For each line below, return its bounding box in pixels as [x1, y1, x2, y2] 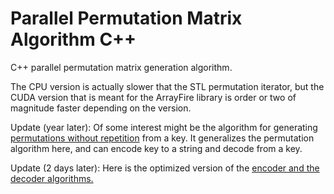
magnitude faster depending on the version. [10, 102, 192, 114]
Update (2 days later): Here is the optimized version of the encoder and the [10, 162, 320, 174]
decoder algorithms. [10, 172, 94, 184]
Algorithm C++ [10, 28, 137, 51]
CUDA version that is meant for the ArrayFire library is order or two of [10, 91, 297, 103]
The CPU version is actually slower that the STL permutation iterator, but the [10, 80, 325, 92]
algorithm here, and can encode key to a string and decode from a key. [10, 142, 303, 154]
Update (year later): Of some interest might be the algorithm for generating [10, 121, 318, 133]
